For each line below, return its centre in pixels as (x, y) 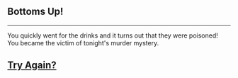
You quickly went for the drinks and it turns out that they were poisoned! (113, 35)
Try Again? (32, 66)
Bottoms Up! (35, 12)
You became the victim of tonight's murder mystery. (83, 43)
